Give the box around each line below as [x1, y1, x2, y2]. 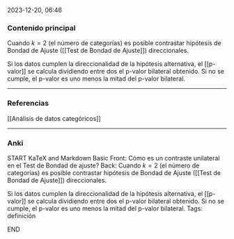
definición [7, 211, 36, 220]
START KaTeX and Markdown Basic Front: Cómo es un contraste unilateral [7, 154, 220, 162]
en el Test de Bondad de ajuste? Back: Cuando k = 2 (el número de [7, 161, 200, 170]
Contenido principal [7, 23, 76, 33]
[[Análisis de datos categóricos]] [7, 114, 101, 122]
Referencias [7, 99, 49, 108]
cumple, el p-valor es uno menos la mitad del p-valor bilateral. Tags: [7, 204, 203, 213]
